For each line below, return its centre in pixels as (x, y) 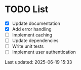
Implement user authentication (44, 52)
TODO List (27, 9)
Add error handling (32, 29)
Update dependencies (35, 41)
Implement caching (32, 35)
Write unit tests (28, 46)
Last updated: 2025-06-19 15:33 (38, 62)
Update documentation (36, 23)
